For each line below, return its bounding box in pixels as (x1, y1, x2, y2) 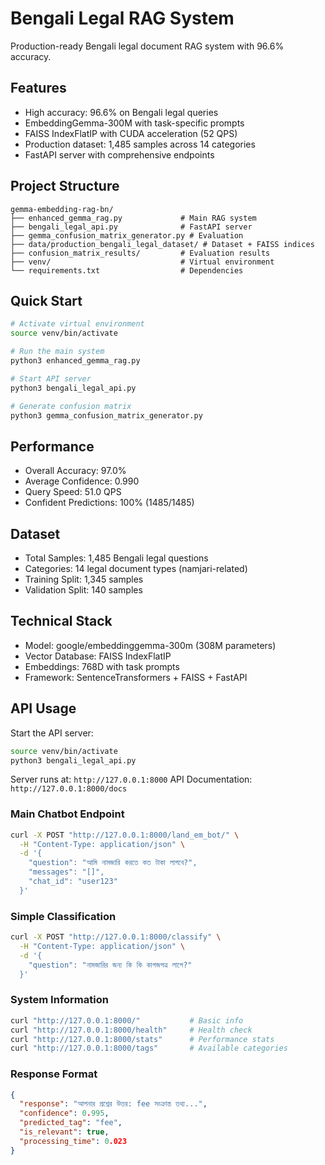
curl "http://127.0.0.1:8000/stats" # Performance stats (10, 1034, 275, 1044)
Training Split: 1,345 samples (24, 573, 144, 585)
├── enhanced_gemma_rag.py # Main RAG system (10, 213, 257, 223)
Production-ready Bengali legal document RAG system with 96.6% (10, 40, 285, 52)
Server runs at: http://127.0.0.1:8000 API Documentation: (10, 773, 253, 786)
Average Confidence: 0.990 (24, 475, 140, 487)
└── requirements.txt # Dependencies (10, 265, 244, 276)
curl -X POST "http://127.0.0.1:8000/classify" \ (10, 932, 222, 942)
